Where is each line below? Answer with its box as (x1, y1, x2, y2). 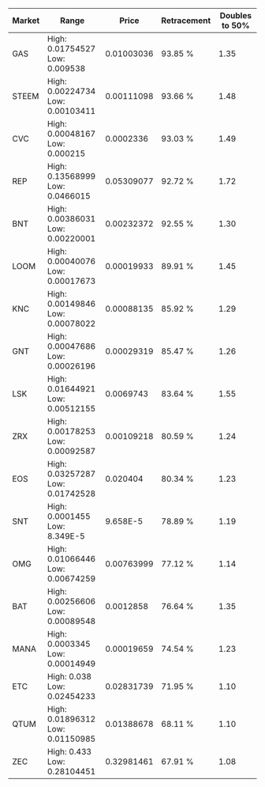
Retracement (161, 15, 211, 26)
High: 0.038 (47, 672, 92, 682)
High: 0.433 (47, 747, 92, 757)
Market (12, 15, 40, 26)
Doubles (219, 10, 252, 21)
